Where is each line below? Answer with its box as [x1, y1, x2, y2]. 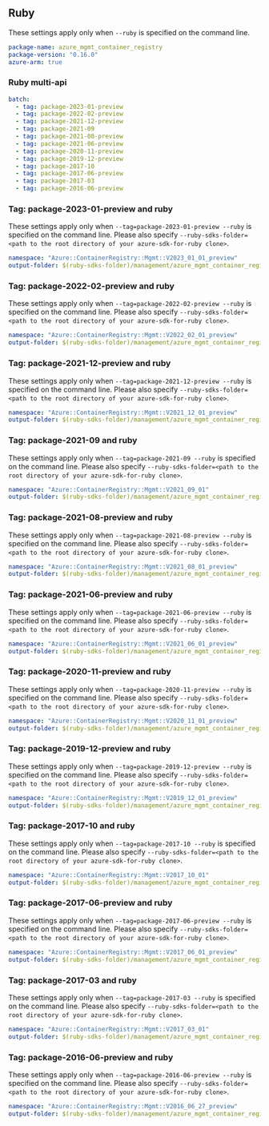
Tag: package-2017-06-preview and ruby [8, 897, 173, 908]
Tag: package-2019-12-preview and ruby [8, 743, 171, 754]
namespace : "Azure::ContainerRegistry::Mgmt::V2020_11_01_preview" [8, 717, 239, 725]
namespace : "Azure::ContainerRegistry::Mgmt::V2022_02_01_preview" [8, 332, 239, 340]
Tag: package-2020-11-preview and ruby [8, 666, 172, 678]
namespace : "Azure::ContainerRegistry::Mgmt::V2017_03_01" [8, 1025, 210, 1033]
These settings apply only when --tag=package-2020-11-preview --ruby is [8, 684, 252, 694]
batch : [8, 95, 30, 103]
